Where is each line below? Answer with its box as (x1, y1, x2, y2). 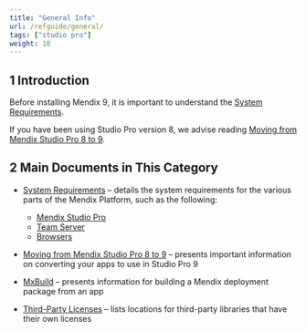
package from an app (22, 285, 104, 296)
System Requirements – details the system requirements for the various (22, 184, 292, 195)
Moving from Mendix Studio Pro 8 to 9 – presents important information (22, 248, 292, 260)
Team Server (36, 221, 85, 233)
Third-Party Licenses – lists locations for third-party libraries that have (22, 303, 288, 315)
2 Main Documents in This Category (9, 160, 218, 176)
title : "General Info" (9, 13, 96, 23)
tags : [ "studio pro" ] (9, 30, 92, 39)
